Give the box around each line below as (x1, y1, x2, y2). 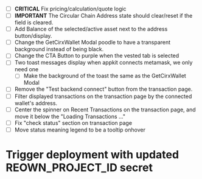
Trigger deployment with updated (5, 147, 179, 161)
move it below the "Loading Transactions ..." (14, 113, 126, 120)
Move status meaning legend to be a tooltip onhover (14, 126, 145, 133)
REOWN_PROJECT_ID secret (5, 161, 153, 174)
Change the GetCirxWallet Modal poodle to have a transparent (14, 39, 171, 46)
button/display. (14, 32, 52, 40)
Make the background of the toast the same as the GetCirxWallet (23, 72, 186, 80)
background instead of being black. (14, 46, 104, 53)
